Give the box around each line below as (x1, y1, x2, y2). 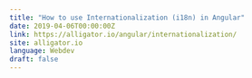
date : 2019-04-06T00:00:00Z (9, 22, 116, 30)
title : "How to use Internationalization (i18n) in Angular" (9, 13, 246, 22)
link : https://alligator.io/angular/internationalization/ (9, 30, 237, 39)
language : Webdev (9, 47, 75, 56)
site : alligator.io (9, 38, 83, 48)
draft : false (9, 55, 59, 64)
